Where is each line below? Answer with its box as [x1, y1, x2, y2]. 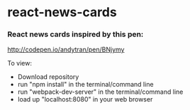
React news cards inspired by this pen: [7, 30, 144, 39]
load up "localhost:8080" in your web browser [17, 95, 153, 104]
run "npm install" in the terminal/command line [17, 80, 154, 89]
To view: [7, 59, 32, 68]
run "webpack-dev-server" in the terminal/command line [17, 87, 184, 96]
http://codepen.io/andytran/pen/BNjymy [7, 45, 125, 54]
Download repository [17, 73, 79, 81]
